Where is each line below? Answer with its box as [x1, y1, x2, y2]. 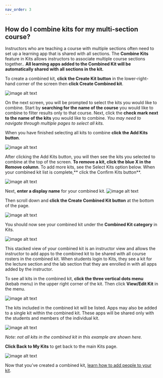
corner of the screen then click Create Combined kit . [16, 81, 124, 87]
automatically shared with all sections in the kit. [5, 66, 104, 72]
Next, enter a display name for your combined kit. [5, 188, 106, 194]
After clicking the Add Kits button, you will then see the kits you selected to [5, 154, 156, 160]
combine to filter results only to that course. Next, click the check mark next [5, 110, 159, 116]
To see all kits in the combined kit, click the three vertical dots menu [5, 276, 144, 282]
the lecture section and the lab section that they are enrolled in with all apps [5, 261, 157, 267]
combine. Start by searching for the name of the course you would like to [5, 105, 154, 111]
